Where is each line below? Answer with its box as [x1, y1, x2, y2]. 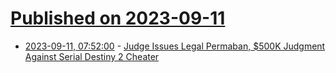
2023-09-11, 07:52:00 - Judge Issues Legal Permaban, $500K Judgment [24, 40, 326, 52]
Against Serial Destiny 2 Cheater [24, 50, 160, 62]
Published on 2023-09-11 [10, 7, 226, 30]
